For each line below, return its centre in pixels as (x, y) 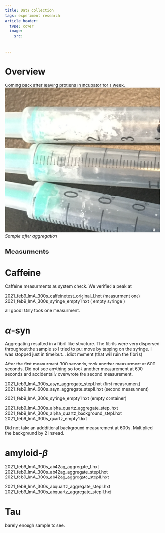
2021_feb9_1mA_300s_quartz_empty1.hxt (46, 419)
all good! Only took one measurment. (42, 310)
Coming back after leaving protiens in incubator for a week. (65, 85)
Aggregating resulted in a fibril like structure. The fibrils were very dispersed (82, 344)
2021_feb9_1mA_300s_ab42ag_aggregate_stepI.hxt (56, 472)
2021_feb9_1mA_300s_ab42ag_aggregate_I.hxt (52, 467)
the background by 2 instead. (35, 433)
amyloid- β (27, 453)
